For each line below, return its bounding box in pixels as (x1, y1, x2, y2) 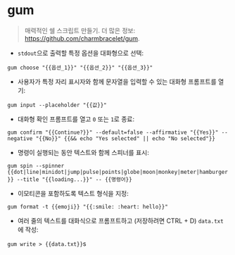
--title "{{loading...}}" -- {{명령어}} (16, 175, 132, 183)
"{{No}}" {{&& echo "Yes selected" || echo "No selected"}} (35, 135, 216, 142)
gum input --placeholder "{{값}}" (7, 101, 107, 108)
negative (7, 135, 33, 142)
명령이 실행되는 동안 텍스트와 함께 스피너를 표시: (17, 148, 149, 156)
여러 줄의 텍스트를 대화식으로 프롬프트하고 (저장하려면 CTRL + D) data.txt (17, 216, 224, 225)
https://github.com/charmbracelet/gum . (24, 34, 140, 42)
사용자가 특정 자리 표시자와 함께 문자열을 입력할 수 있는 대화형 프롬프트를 (17, 77, 217, 86)
